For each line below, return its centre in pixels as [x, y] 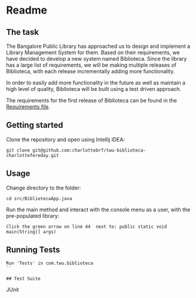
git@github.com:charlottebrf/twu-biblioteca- [89, 150]
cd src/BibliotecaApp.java [39, 198]
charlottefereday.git [33, 155]
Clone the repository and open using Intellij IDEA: [66, 139]
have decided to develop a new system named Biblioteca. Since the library [97, 59]
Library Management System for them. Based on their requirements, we [93, 53]
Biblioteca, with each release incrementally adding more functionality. [90, 71]
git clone [18, 150]
